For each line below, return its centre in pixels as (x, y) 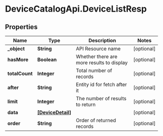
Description (102, 41)
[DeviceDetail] (54, 112)
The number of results (101, 98)
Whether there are (97, 57)
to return (86, 104)
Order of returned (96, 120)
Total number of (94, 70)
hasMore (18, 59)
